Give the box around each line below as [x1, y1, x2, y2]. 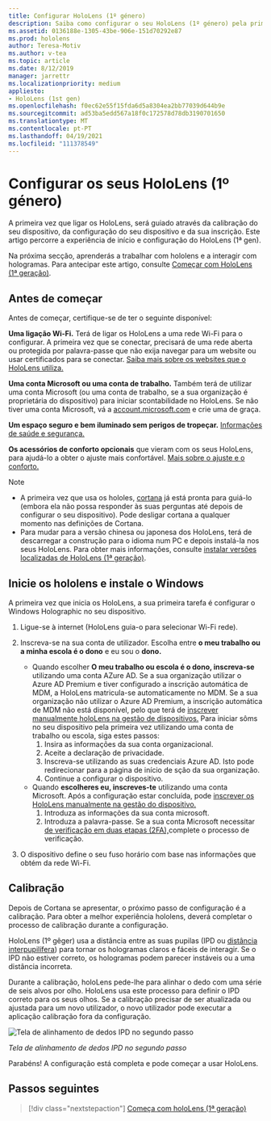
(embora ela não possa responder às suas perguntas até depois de [19, 502, 244, 512]
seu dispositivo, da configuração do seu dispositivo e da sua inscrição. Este [8, 227, 261, 237]
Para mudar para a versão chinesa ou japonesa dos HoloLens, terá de [19, 527, 252, 537]
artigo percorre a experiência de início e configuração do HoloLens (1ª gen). [8, 235, 261, 245]
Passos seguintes [8, 1082, 99, 1096]
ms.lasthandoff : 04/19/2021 [8, 132, 103, 140]
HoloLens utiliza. [8, 363, 64, 373]
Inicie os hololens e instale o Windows [8, 576, 204, 590]
